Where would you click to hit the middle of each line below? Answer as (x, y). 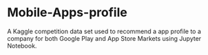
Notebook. (22, 45)
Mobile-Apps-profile (67, 13)
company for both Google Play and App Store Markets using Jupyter (104, 38)
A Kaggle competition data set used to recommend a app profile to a (104, 31)
